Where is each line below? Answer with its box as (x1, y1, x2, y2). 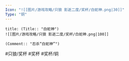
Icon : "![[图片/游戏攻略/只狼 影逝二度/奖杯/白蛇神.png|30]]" (5, 7, 125, 12)
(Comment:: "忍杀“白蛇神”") (5, 41, 60, 46)
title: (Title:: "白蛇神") (5, 26, 59, 31)
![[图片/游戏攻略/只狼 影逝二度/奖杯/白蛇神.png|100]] (5, 32, 109, 37)
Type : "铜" (5, 12, 27, 17)
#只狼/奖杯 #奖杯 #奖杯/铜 (5, 51, 59, 57)
